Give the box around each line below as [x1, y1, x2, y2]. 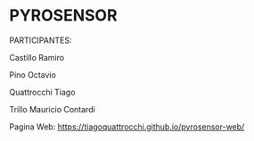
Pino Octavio [9, 69, 56, 80]
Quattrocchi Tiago [9, 87, 76, 97]
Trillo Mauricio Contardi [9, 104, 95, 114]
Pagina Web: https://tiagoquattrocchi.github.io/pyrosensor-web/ [9, 121, 245, 132]
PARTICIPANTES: [9, 35, 72, 46]
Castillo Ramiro [9, 52, 65, 62]
